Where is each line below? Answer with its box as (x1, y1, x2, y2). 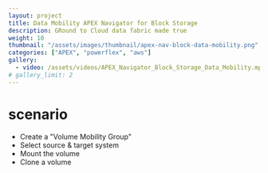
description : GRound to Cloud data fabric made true (8, 26, 187, 34)
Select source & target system (19, 140, 120, 150)
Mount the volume (19, 148, 80, 158)
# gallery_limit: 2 (8, 71, 73, 79)
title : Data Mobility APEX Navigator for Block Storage (8, 19, 198, 27)
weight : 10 (8, 33, 45, 42)
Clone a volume (19, 157, 72, 167)
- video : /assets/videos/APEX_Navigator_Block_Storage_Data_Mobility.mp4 (15, 64, 266, 72)
